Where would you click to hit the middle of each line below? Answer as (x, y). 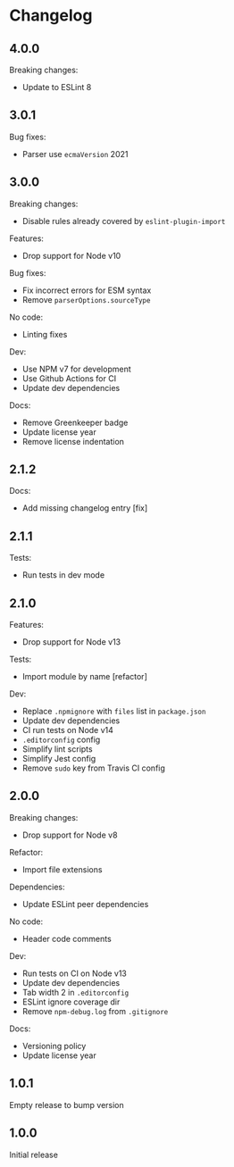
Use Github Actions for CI (69, 378)
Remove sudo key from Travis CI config (93, 768)
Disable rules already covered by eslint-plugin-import (124, 221)
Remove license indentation (73, 441)
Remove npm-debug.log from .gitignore (95, 1011)
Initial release (33, 1154)
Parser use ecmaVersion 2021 (75, 154)
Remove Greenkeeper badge (75, 422)
